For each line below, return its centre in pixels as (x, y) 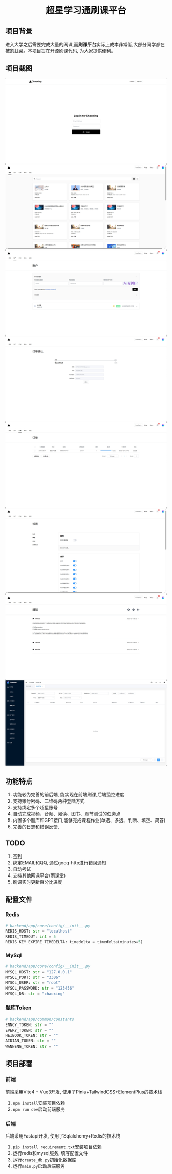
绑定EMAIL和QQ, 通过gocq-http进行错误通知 (59, 862)
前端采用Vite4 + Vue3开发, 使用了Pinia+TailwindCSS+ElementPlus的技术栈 (84, 1092)
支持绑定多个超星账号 (35, 807)
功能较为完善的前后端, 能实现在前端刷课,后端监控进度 (68, 795)
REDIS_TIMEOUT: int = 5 (31, 937)
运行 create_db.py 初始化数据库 (45, 1160)
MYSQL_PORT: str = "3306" (33, 977)
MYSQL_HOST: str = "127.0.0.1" (39, 972)
